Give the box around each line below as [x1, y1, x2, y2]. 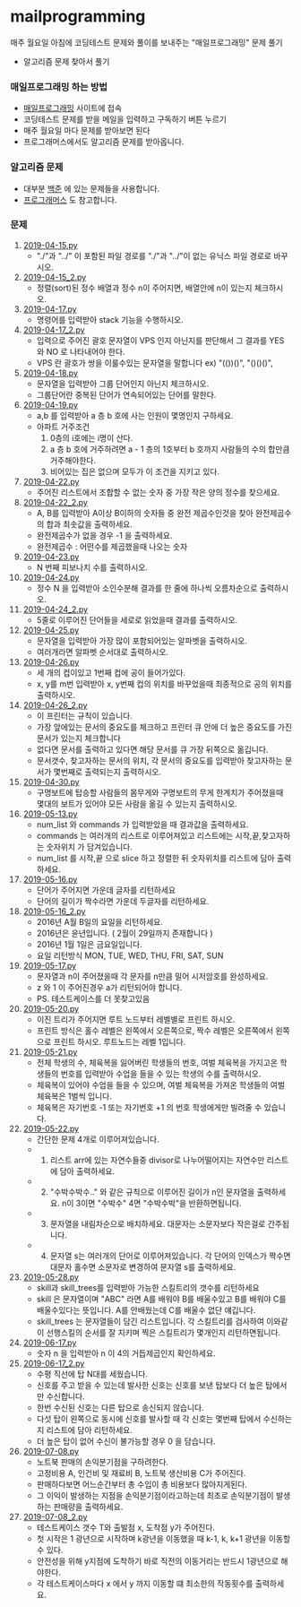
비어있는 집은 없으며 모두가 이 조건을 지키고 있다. [49, 466, 220, 477]
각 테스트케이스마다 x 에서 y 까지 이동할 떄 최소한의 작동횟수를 [36, 1577, 254, 1588]
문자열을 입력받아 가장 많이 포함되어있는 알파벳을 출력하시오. [36, 635, 248, 646]
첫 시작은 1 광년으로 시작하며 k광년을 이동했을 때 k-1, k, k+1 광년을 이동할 [36, 1533, 291, 1543]
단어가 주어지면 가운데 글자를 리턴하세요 [36, 885, 176, 895]
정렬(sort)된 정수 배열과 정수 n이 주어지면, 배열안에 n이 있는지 [36, 282, 253, 293]
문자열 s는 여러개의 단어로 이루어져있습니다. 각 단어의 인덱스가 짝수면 [49, 1250, 291, 1261]
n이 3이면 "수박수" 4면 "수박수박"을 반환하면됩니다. [62, 1197, 242, 1208]
